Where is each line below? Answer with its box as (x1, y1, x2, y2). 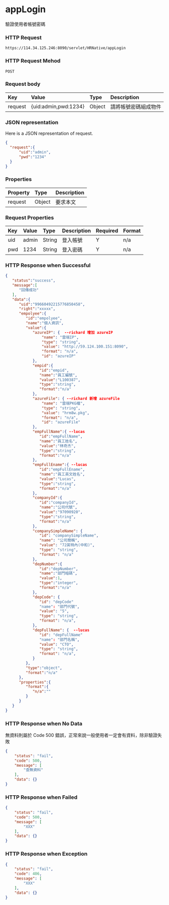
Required (95, 227, 118, 234)
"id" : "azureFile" (41, 420, 81, 425)
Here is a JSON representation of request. (5, 131, 93, 137)
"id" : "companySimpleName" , (39, 533, 99, 538)
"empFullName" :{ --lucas (32, 429, 85, 434)
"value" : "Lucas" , (39, 476, 76, 481)
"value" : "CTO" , (39, 642, 74, 647)
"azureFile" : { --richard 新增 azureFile (32, 396, 120, 401)
